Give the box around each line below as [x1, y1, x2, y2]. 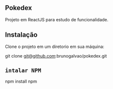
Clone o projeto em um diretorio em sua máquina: [5, 44, 105, 49]
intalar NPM [5, 67, 41, 74]
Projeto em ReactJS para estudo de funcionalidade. [5, 16, 109, 22]
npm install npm [5, 78, 38, 84]
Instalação [5, 31, 38, 39]
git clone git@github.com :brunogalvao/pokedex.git [5, 53, 107, 59]
